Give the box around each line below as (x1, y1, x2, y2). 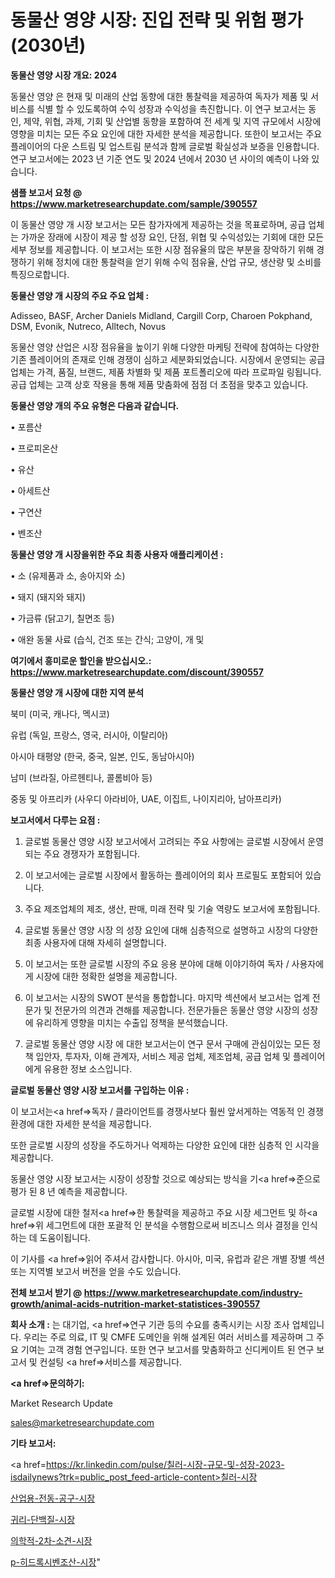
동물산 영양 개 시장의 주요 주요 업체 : (10, 289, 150, 301)
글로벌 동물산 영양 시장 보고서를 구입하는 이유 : (10, 1084, 190, 1096)
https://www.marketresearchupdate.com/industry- (83, 1286, 303, 1298)
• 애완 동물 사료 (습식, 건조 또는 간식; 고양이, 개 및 (10, 633, 205, 645)
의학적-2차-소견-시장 (10, 1534, 93, 1546)
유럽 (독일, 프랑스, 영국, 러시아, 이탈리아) (10, 729, 169, 741)
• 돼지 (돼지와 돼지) (10, 591, 87, 603)
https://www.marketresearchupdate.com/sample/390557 (10, 197, 258, 210)
